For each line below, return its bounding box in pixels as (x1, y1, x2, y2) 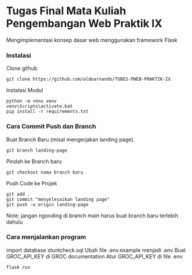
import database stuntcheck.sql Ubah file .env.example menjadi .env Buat (6, 246, 186, 254)
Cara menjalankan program (6, 233, 87, 241)
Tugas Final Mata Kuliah (6, 4, 126, 18)
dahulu (6, 218, 23, 225)
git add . (6, 191, 31, 197)
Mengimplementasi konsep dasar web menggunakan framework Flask (6, 36, 178, 43)
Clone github (6, 65, 38, 72)
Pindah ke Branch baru (6, 157, 62, 165)
